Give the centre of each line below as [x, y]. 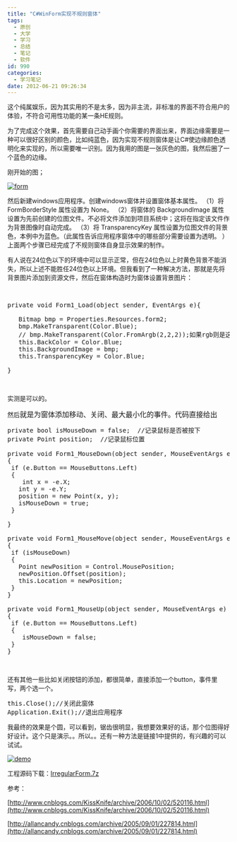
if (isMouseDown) [41, 553]
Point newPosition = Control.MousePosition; [97, 567]
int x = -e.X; [47, 482]
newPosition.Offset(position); [73, 574]
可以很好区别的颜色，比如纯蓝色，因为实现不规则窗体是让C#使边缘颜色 [116, 140]
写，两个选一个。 [32, 688]
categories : [25, 73]
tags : [15, 20]
